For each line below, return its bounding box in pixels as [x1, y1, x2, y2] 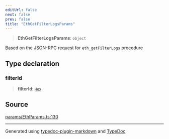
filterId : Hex [17, 86, 42, 92]
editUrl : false [5, 7, 37, 13]
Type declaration [5, 59, 59, 68]
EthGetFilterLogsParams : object [17, 35, 87, 41]
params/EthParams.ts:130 [5, 113, 59, 119]
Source [5, 100, 29, 109]
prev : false [5, 17, 30, 22]
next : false [5, 12, 30, 17]
